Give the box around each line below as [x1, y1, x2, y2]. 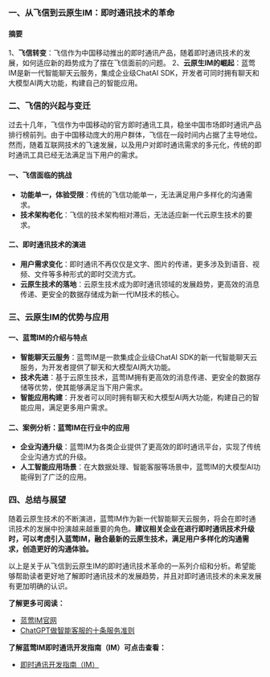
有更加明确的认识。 [8, 581, 72, 591]
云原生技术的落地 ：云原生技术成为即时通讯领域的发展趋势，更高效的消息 [19, 279, 260, 289]
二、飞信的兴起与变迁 [8, 101, 91, 112]
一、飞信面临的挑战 [8, 171, 72, 180]
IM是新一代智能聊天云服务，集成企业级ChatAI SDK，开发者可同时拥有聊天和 [8, 68, 260, 78]
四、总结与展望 [8, 494, 67, 506]
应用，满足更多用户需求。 [27, 402, 112, 412]
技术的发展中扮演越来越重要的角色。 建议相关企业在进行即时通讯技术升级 [14, 524, 255, 534]
